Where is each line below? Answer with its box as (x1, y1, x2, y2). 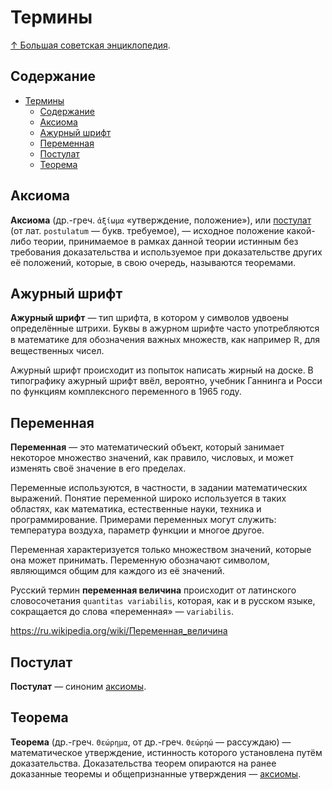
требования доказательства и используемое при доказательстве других (10, 246, 323, 258)
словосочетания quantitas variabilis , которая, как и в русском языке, (10, 595, 316, 607)
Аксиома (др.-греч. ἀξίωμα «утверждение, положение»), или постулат (10, 214, 312, 226)
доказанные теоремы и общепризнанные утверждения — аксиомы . (10, 767, 302, 780)
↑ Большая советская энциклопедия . (10, 39, 171, 51)
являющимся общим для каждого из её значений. (10, 565, 225, 577)
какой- (286, 224, 316, 236)
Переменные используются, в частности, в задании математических (10, 482, 308, 494)
